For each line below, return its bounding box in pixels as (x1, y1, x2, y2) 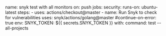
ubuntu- (141, 4, 158, 10)
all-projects (5, 25, 29, 31)
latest (5, 9, 16, 15)
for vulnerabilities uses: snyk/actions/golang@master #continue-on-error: (5, 15, 157, 20)
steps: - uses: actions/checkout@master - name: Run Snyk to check (17, 9, 158, 15)
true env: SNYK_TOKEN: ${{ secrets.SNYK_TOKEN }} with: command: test (5, 20, 156, 26)
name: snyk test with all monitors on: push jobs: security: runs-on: (5, 4, 141, 10)
